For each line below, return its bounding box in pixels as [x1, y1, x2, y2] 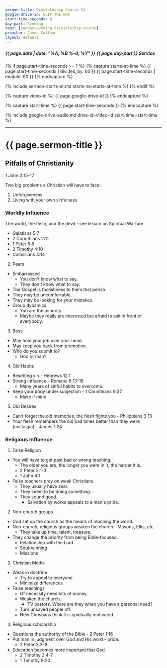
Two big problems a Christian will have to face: [5, 182, 101, 188]
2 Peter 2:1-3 [19, 468, 47, 474]
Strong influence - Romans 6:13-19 [12, 378, 83, 384]
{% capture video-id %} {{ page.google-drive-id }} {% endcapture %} [5, 93, 149, 98]
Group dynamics [12, 302, 47, 308]
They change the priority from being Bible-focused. [12, 534, 118, 540]
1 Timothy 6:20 [19, 658, 51, 664]
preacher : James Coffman [5, 30, 57, 35]
